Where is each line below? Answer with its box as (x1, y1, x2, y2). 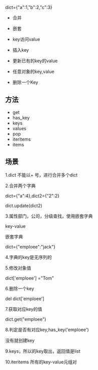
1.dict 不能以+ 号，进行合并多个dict (5, 172, 78, 178)
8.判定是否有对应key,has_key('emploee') (5, 326, 89, 333)
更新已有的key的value (12, 58, 58, 64)
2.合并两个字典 (5, 182, 36, 189)
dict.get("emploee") (5, 316, 46, 322)
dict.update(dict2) (5, 202, 43, 209)
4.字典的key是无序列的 (5, 254, 52, 260)
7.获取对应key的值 (5, 306, 43, 312)
